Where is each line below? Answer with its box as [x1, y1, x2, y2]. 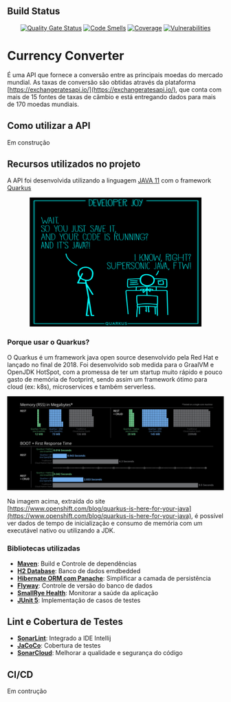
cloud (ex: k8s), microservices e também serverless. [7, 382, 156, 391]
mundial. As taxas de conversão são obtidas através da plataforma [7, 78, 196, 86]
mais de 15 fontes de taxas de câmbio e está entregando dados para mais [7, 92, 217, 101]
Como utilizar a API [7, 120, 91, 132]
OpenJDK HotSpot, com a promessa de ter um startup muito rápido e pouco [7, 368, 223, 376]
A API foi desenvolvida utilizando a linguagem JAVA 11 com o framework [7, 176, 212, 185]
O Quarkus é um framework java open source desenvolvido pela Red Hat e [7, 353, 219, 361]
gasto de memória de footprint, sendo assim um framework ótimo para [7, 375, 208, 383]
